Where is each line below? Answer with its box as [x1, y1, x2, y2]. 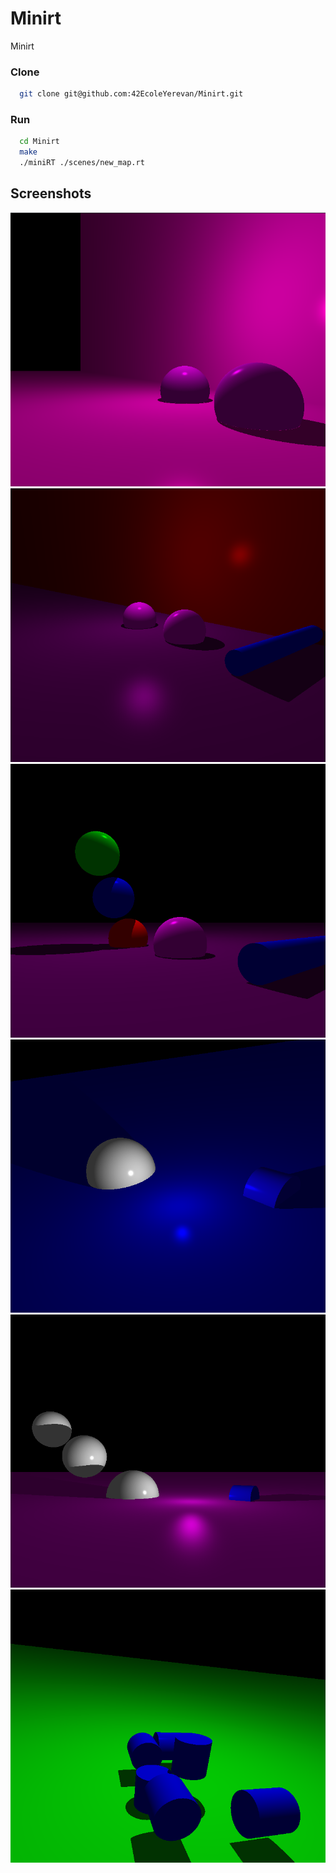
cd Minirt [19, 137, 60, 147]
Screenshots [10, 185, 92, 202]
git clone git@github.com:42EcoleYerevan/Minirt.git [19, 89, 244, 99]
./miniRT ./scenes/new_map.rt [19, 158, 145, 168]
